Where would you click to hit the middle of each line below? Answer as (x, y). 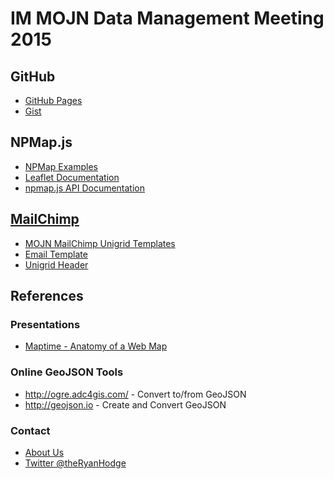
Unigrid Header (56, 264)
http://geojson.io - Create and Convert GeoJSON (125, 404)
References (47, 296)
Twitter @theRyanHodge (75, 463)
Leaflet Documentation (72, 177)
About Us (44, 452)
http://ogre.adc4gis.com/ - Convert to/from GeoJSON (135, 394)
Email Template (56, 254)
